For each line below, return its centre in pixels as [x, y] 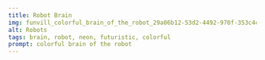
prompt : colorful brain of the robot [70, 44]
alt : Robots [28, 30]
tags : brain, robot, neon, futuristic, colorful [90, 37]
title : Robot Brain [40, 15]
